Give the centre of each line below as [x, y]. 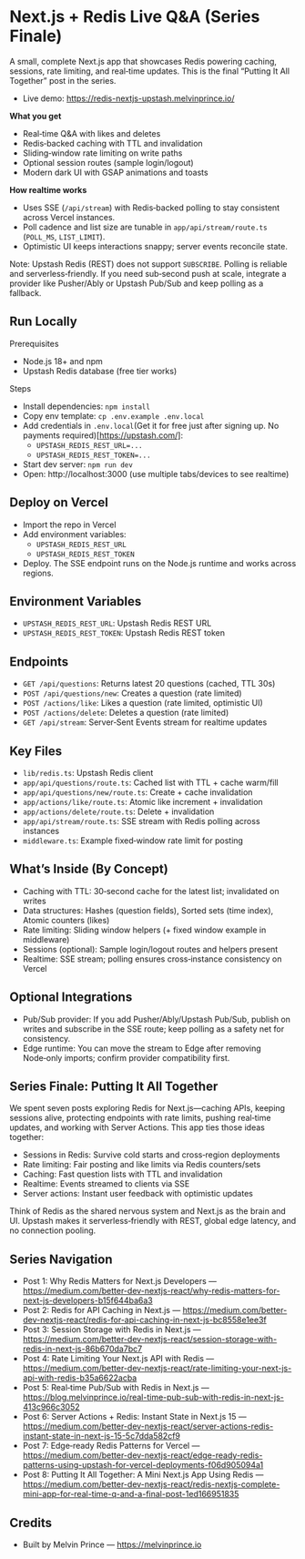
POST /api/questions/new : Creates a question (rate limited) [132, 693]
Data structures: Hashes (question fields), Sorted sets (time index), [148, 910]
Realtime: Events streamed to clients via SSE [106, 1184]
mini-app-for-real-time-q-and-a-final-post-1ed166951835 [131, 1494]
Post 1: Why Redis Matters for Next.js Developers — [119, 1281]
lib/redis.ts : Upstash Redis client [88, 773]
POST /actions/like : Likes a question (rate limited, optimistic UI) [143, 703]
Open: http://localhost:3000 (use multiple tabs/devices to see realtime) [156, 474]
